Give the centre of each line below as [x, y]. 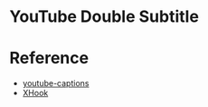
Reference [49, 58]
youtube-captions [56, 83]
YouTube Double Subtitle [104, 17]
